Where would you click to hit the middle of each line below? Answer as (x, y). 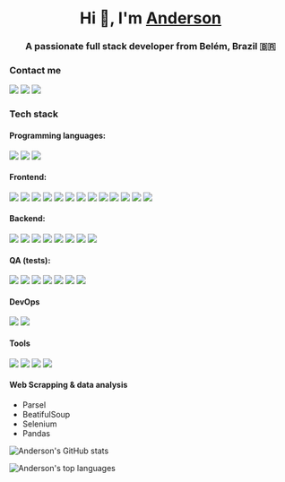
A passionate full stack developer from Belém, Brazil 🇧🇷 (151, 47)
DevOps (25, 301)
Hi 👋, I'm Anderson (151, 18)
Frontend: (28, 177)
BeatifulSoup (46, 414)
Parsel (34, 405)
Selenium (39, 424)
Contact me (35, 71)
